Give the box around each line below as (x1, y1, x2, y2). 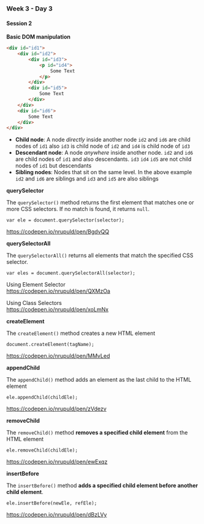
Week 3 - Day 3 (6, 4, 53, 13)
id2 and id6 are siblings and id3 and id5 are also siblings (15, 175, 159, 182)
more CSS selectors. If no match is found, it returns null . (6, 206, 150, 213)
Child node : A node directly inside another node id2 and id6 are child (15, 136, 191, 144)
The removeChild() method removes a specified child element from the (6, 429, 188, 436)
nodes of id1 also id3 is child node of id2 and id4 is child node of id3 (15, 142, 191, 150)
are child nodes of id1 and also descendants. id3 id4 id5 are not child (15, 155, 192, 163)
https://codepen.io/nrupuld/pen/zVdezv (6, 405, 107, 412)
